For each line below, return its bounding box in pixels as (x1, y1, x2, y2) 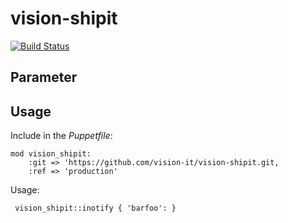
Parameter (10, 69, 78, 86)
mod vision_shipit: (10, 149, 92, 159)
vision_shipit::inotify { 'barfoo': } (14, 203, 177, 214)
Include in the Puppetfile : (10, 130, 113, 142)
